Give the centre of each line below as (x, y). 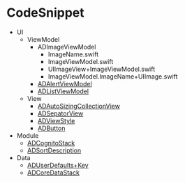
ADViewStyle (56, 120)
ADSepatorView (60, 113)
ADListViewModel (63, 91)
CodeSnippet (45, 13)
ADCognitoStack (51, 143)
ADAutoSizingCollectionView (79, 106)
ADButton (51, 128)
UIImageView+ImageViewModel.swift (102, 69)
